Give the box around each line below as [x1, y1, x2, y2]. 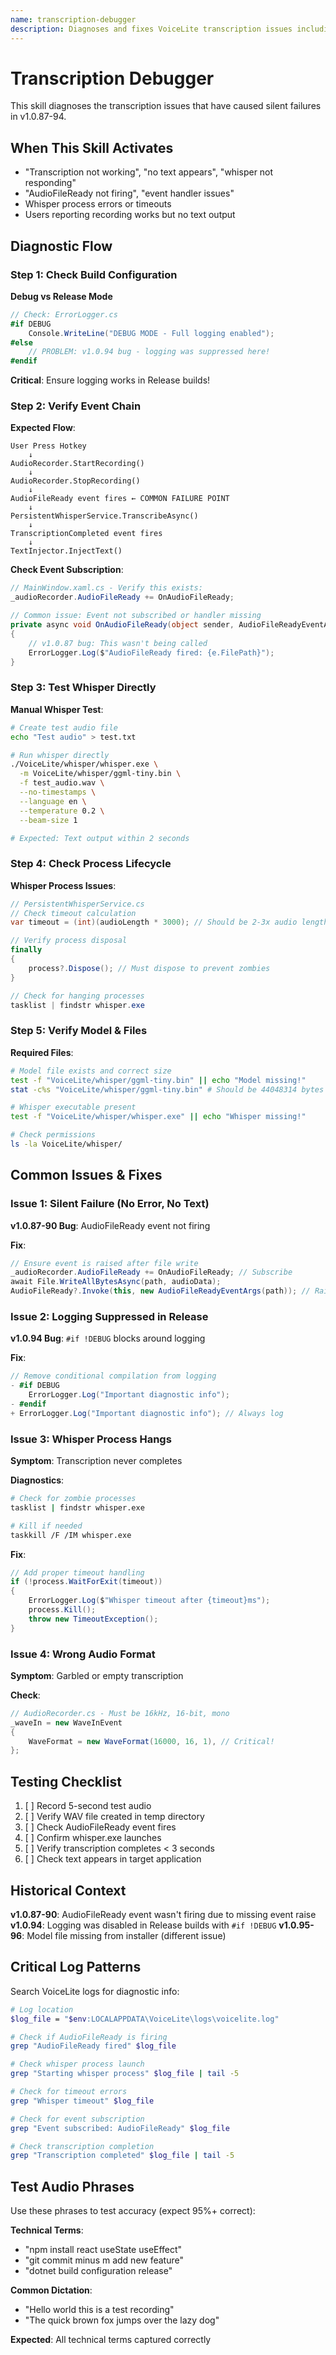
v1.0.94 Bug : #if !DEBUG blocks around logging [10, 1332, 206, 1345]
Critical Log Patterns [10, 1959, 142, 1976]
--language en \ [19, 796, 87, 806]
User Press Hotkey [10, 441, 87, 451]
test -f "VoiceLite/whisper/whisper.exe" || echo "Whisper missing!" [10, 1112, 307, 1122]
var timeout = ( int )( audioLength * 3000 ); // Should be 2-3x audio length [10, 917, 329, 928]
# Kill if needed [10, 1521, 83, 1531]
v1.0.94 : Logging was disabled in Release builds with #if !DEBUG [10, 1919, 277, 1931]
